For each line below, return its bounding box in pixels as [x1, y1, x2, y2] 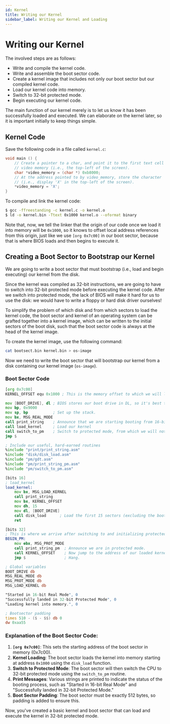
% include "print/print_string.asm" [5, 448, 80, 453]
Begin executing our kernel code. [12, 97, 82, 104]
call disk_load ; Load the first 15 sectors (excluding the [14, 513, 155, 518]
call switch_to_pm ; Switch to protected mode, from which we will [5, 429, 157, 434]
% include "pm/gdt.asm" [5, 457, 53, 462]
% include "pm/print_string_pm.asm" [5, 462, 80, 467]
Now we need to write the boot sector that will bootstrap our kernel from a [5, 357, 160, 364]
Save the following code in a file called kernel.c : [5, 146, 106, 152]
